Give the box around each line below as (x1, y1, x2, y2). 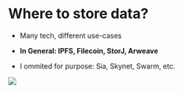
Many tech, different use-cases (19, 31, 122, 40)
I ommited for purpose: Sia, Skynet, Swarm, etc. (19, 61, 176, 71)
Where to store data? (8, 5, 149, 23)
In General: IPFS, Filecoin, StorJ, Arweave (19, 46, 159, 55)
